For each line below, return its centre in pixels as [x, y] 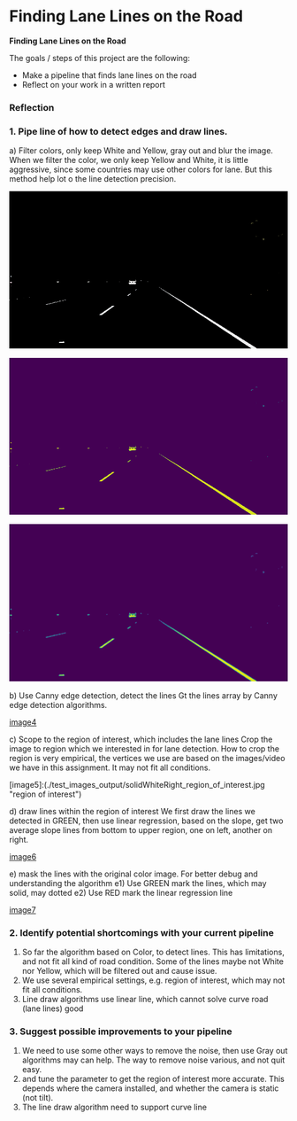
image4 [23, 722]
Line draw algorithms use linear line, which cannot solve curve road [145, 999]
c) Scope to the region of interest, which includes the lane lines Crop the [141, 739]
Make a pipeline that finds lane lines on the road [109, 75]
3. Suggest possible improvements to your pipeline [121, 1031]
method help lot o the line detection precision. [93, 179]
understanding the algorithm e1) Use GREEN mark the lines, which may [138, 883]
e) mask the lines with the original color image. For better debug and [133, 874]
